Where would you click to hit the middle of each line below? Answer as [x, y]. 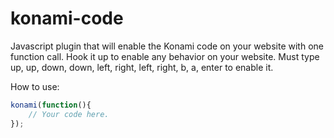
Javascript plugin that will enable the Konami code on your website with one [167, 46]
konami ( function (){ [51, 105]
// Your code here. [69, 114]
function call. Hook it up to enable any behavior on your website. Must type [165, 56]
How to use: [35, 86]
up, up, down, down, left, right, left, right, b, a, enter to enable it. [142, 67]
